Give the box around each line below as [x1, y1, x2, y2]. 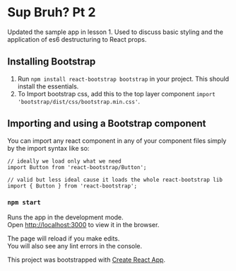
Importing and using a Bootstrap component [7, 117, 206, 129]
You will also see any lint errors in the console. [7, 241, 143, 250]
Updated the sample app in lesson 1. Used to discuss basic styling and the [7, 28, 224, 36]
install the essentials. [17, 82, 79, 91]
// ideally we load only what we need [7, 157, 122, 165]
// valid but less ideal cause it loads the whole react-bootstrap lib [7, 176, 223, 183]
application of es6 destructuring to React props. [7, 35, 147, 43]
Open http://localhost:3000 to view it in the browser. [7, 220, 160, 229]
